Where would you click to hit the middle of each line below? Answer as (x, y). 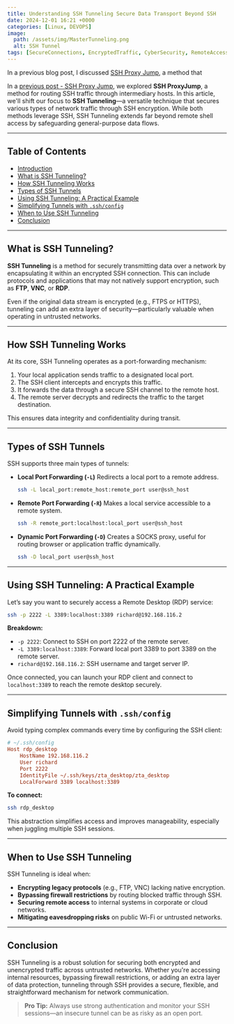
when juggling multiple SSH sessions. (61, 829)
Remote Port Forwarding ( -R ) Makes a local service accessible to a (114, 503)
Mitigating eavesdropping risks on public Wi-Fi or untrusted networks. (120, 917)
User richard (39, 762)
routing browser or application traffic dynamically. (89, 544)
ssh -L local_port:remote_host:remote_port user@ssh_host (103, 490)
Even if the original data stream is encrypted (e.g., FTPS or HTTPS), (104, 302)
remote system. (40, 511)
